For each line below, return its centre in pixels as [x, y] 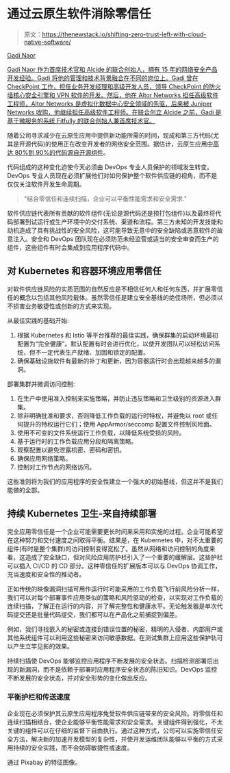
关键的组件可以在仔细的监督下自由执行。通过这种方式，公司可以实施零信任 [112, 731]
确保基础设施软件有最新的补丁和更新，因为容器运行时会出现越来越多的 [116, 361]
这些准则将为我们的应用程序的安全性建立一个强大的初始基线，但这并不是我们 [115, 481]
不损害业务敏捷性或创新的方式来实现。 [61, 306]
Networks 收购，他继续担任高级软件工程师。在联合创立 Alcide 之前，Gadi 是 [114, 112]
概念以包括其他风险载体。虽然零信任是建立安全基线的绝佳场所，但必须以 [121, 297]
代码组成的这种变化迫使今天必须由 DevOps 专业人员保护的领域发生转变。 [110, 167]
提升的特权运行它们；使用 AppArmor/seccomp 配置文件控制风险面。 [119, 424]
